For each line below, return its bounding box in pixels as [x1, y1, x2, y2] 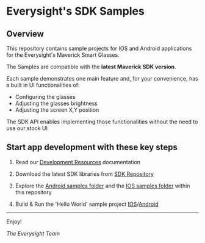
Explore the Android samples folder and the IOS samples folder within [15, 182, 190, 189]
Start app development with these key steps [6, 142, 178, 153]
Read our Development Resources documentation [15, 158, 141, 165]
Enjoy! [6, 218, 23, 225]
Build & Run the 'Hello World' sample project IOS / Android [15, 200, 159, 208]
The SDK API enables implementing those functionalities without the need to [6, 118, 198, 125]
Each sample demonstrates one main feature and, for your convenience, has [6, 75, 198, 82]
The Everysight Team [6, 230, 60, 237]
